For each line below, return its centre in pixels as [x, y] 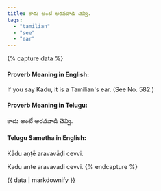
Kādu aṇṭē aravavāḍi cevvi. [45, 153]
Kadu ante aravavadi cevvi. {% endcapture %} [73, 166]
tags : [15, 20]
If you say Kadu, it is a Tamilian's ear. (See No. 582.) [80, 89]
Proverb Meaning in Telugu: [47, 105]
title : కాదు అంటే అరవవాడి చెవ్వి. [49, 13]
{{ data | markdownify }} [41, 180]
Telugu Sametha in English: [47, 138]
